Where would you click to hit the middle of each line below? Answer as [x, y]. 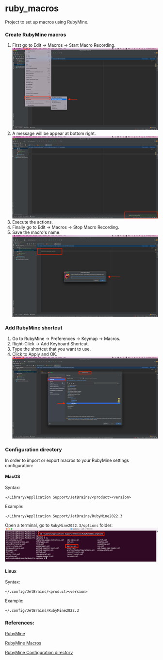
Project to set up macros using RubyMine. [47, 22]
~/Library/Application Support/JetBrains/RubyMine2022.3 [64, 516]
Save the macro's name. [36, 232]
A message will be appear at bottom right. [54, 133]
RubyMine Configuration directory [39, 652]
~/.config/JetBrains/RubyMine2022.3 [42, 611]
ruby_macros [32, 9]
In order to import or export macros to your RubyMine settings [67, 460]
